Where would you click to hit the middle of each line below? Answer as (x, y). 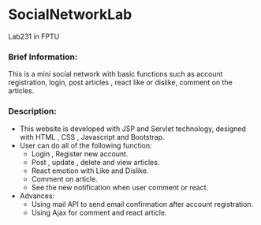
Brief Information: (43, 57)
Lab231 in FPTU (34, 36)
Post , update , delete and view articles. (95, 162)
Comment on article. (65, 178)
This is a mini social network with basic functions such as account (116, 74)
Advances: (37, 196)
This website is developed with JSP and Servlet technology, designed (133, 129)
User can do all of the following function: (86, 145)
